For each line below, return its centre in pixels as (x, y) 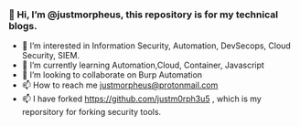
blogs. (23, 26)
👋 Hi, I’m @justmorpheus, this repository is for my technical (144, 15)
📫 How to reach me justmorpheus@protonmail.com (120, 85)
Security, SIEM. (50, 56)
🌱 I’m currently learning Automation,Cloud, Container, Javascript (143, 65)
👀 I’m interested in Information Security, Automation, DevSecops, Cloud (156, 46)
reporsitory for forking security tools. (91, 112)
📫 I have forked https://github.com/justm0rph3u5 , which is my (141, 99)
